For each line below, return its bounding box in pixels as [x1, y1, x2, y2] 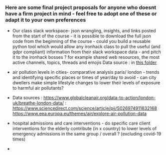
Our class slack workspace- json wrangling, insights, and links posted [12, 28, 156, 34]
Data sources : [12, 95, 42, 101]
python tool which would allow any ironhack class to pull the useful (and [12, 44, 161, 50]
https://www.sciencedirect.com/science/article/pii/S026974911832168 [12, 105, 157, 111]
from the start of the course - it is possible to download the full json [12, 33, 151, 39]
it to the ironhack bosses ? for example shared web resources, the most [12, 54, 160, 60]
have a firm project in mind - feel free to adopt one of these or [5, 10, 157, 17]
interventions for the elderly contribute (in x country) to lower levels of [12, 126, 157, 132]
